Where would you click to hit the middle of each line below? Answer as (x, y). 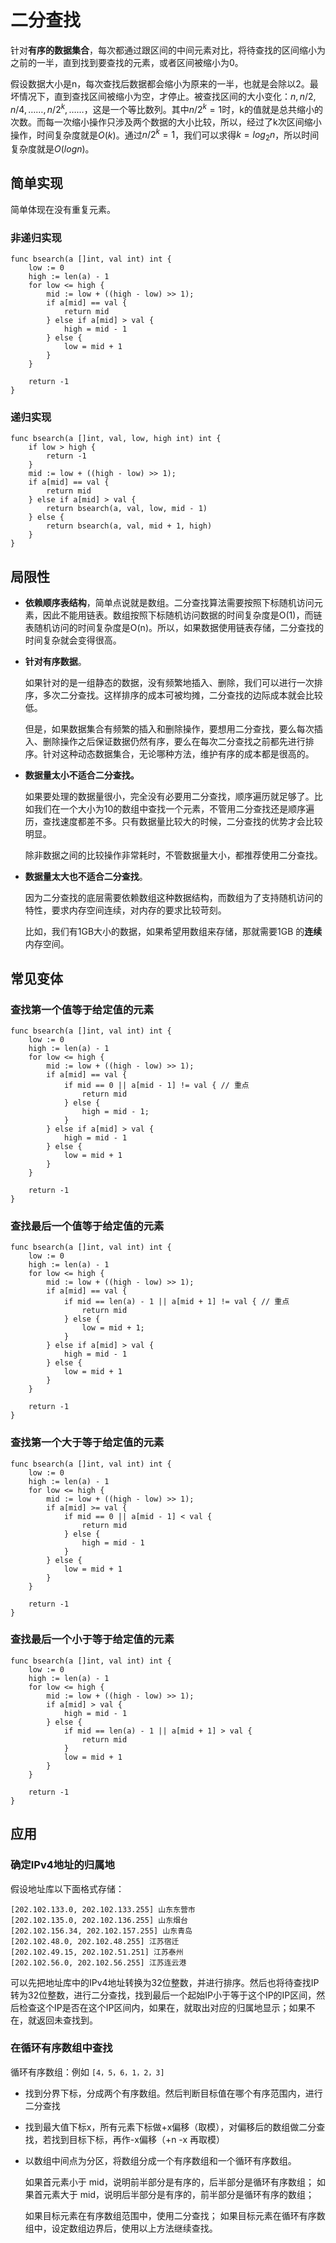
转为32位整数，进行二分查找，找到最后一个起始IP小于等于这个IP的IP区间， (163, 1995)
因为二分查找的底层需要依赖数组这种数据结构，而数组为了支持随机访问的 (173, 898)
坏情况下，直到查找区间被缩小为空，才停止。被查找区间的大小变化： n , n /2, (163, 96)
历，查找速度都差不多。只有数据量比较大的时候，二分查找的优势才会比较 (173, 822)
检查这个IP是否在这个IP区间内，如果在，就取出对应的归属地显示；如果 (162, 2007)
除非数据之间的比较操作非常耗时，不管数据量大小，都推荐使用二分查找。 (173, 855)
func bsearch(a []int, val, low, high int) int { (116, 439)
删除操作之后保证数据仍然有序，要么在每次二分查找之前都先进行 (174, 742)
